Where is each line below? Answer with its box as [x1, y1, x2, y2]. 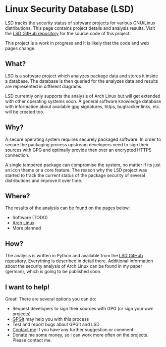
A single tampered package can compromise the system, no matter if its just [5, 162, 161, 168]
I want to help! [5, 283, 50, 291]
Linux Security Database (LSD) [5, 3, 134, 15]
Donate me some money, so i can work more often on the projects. [12, 332, 149, 338]
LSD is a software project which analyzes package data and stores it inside [5, 73, 159, 79]
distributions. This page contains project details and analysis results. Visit [5, 25, 155, 31]
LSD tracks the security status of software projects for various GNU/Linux [5, 20, 156, 26]
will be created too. [5, 109, 45, 115]
